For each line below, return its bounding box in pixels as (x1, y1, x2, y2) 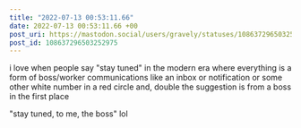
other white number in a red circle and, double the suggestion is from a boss (9, 81, 292, 92)
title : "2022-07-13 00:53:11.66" (9, 13, 134, 22)
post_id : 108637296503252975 (9, 38, 118, 47)
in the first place (9, 91, 70, 102)
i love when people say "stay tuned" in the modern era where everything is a (9, 63, 292, 73)
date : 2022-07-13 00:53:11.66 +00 (9, 21, 139, 30)
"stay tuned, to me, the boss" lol (9, 108, 128, 119)
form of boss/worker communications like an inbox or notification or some (9, 73, 283, 83)
